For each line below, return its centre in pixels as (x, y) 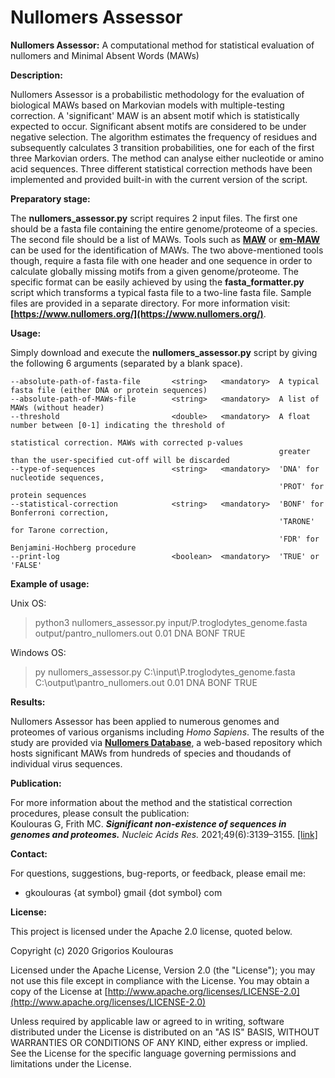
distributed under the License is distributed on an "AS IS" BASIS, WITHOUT (165, 1032)
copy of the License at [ (59, 991)
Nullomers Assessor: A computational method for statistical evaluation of (162, 45)
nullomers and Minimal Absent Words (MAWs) (105, 55)
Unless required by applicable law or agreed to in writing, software (147, 1021)
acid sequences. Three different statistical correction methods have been (161, 168)
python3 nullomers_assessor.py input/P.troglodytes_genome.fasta (171, 622)
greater (294, 451)
